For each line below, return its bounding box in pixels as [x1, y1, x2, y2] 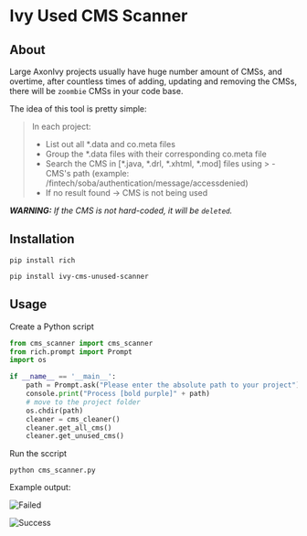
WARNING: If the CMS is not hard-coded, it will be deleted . [9, 205, 233, 216]
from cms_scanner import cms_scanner [9, 338, 153, 348]
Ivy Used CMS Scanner [9, 5, 188, 27]
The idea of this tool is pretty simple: [9, 103, 148, 114]
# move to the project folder [26, 397, 142, 407]
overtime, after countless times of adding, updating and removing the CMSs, [9, 76, 297, 87]
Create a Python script [9, 321, 94, 332]
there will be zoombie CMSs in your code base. [9, 86, 184, 96]
